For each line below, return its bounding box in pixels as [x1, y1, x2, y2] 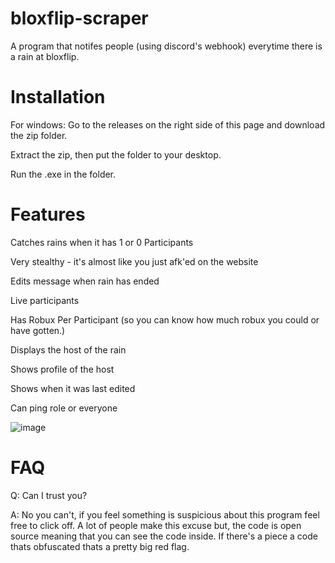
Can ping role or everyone [10, 402, 118, 414]
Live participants [10, 294, 80, 306]
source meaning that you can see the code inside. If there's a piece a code [10, 530, 318, 542]
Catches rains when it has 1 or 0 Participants [10, 236, 194, 248]
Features [10, 203, 86, 226]
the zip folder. [10, 129, 68, 141]
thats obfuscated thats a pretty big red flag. [10, 540, 190, 552]
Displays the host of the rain [10, 343, 127, 356]
